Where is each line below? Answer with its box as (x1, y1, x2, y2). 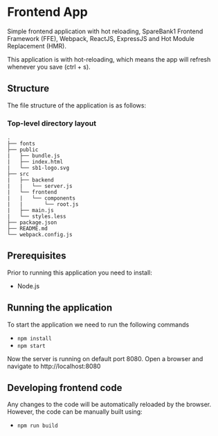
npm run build (17, 422, 58, 430)
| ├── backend (7, 177, 54, 184)
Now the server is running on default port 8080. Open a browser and (7, 354, 203, 363)
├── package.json (7, 219, 57, 226)
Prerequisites (7, 250, 66, 262)
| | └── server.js (7, 183, 73, 190)
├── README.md (7, 225, 48, 232)
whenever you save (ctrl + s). (7, 62, 91, 71)
